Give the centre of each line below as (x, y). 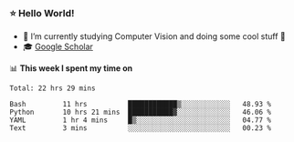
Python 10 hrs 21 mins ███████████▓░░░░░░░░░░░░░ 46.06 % (141, 112)
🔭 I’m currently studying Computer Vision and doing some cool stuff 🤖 (154, 36)
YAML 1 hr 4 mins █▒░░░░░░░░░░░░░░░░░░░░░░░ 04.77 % (141, 120)
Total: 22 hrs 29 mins (52, 88)
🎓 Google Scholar (58, 46)
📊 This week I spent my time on (71, 68)
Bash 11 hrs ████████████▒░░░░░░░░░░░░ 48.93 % (141, 105)
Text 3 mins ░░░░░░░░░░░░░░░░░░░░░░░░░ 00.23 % (141, 128)
